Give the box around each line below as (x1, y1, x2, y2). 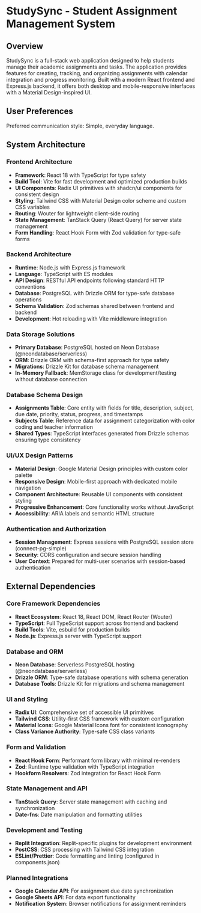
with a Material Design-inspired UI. (6, 89, 92, 96)
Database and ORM (6, 647, 64, 656)
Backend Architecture (6, 250, 72, 259)
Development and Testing (6, 826, 83, 834)
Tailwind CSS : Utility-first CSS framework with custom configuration (14, 715, 185, 722)
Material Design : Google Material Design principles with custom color (14, 465, 188, 472)
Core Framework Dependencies (6, 600, 101, 608)
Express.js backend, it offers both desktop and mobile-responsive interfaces (6, 82, 196, 90)
